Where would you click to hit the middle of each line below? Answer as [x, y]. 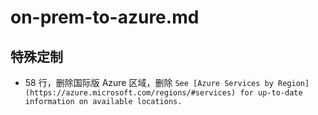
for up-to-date [271, 93]
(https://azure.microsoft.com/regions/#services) [130, 93]
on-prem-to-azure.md [105, 17]
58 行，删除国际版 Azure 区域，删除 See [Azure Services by [149, 82]
